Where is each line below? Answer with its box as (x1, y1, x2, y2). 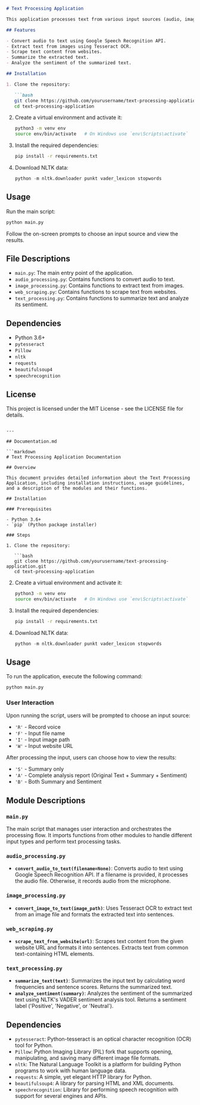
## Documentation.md (6, 439, 58, 444)
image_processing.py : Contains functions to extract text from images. (14, 282, 185, 289)
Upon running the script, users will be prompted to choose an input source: (6, 712, 190, 719)
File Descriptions (6, 253, 70, 264)
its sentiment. (14, 301, 49, 308)
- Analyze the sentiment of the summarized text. (6, 60, 132, 66)
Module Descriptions (6, 795, 86, 806)
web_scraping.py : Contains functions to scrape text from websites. (14, 289, 177, 296)
